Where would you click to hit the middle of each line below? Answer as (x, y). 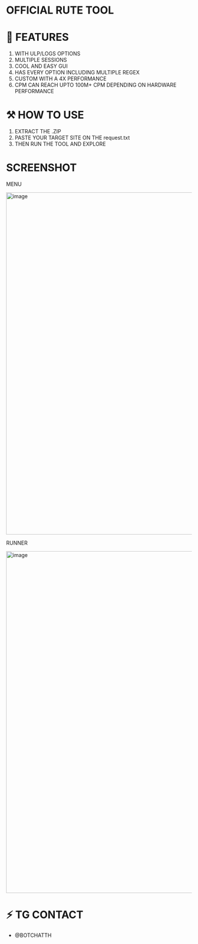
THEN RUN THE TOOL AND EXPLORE (60, 144)
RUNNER (17, 543)
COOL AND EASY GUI (41, 66)
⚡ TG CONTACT (45, 915)
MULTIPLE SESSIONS (41, 60)
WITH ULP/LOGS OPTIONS (47, 54)
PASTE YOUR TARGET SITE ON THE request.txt (72, 138)
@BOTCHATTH (33, 935)
